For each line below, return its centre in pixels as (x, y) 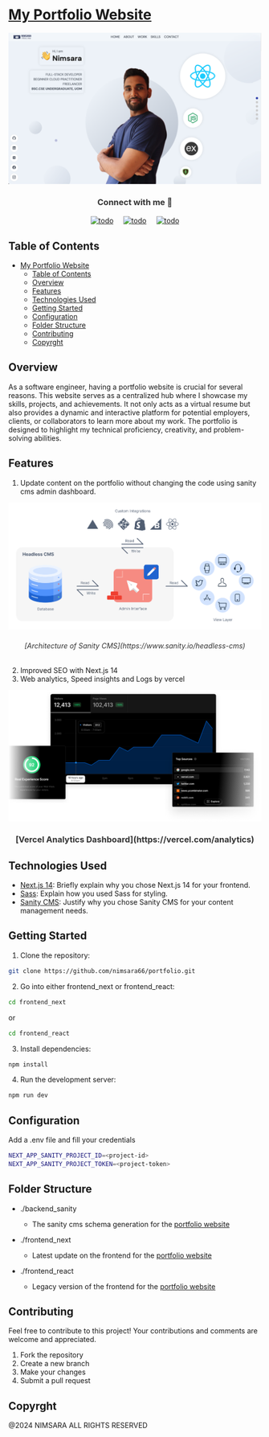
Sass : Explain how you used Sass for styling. (94, 893)
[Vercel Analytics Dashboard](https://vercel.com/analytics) (135, 840)
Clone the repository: (55, 955)
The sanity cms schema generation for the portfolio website (131, 1224)
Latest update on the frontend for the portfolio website (122, 1255)
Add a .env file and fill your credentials (72, 1140)
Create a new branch (55, 1364)
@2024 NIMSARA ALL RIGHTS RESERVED (78, 1426)
